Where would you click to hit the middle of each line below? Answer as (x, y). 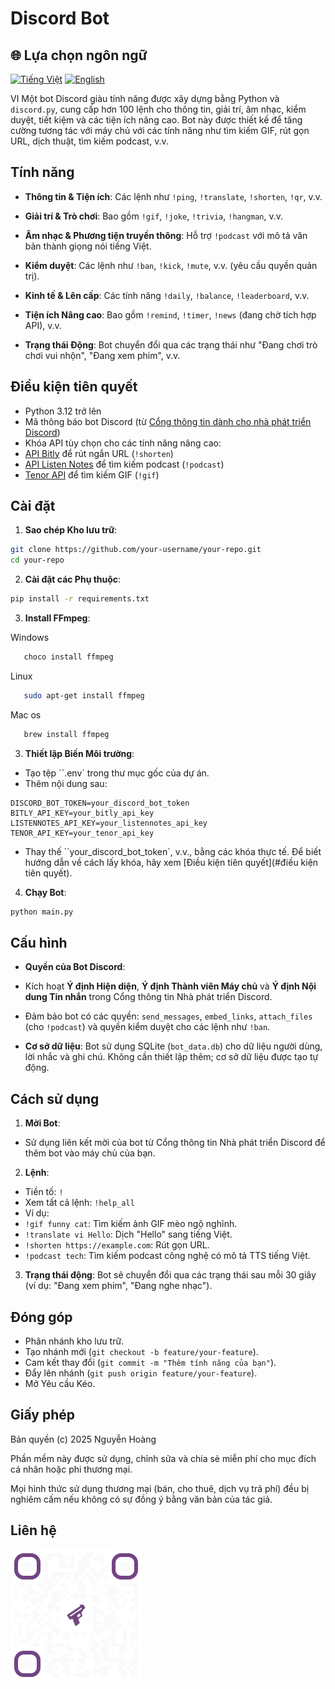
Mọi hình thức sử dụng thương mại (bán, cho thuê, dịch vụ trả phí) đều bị (160, 1488)
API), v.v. (43, 325)
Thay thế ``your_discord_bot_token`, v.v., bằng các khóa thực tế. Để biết (173, 851)
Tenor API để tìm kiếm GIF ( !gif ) (92, 474)
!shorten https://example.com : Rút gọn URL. (117, 1245)
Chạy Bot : (45, 892)
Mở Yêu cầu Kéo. (60, 1383)
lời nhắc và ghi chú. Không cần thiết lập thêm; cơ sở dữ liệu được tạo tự (171, 1057)
